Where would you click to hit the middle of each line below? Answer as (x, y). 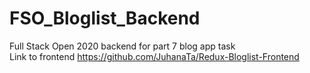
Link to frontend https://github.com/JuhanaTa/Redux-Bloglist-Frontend (154, 56)
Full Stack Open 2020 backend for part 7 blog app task (122, 46)
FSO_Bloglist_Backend (105, 18)
